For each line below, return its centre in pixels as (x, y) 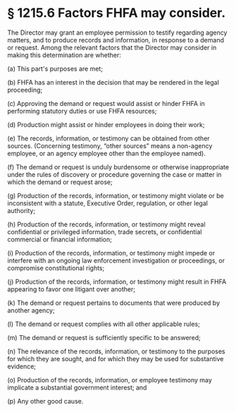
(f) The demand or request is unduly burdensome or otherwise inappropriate (118, 166)
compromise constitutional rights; (56, 268)
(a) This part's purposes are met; (55, 68)
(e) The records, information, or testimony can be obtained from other (108, 138)
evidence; (22, 366)
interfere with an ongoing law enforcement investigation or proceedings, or (116, 260)
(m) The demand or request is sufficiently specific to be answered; (104, 337)
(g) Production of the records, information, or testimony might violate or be (116, 195)
